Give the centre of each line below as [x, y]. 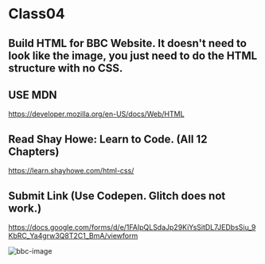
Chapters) [34, 151]
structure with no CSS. [66, 68]
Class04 [37, 14]
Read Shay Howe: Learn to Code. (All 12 [108, 139]
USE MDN [33, 95]
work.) [25, 208]
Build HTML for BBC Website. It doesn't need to [127, 43]
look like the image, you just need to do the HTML [133, 55]
